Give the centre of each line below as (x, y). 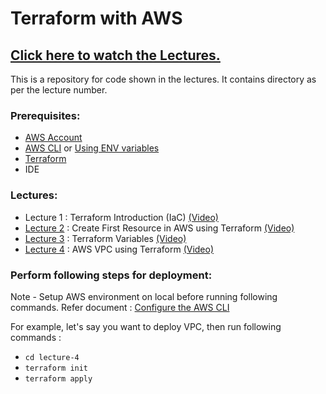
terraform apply (58, 378)
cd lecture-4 (52, 357)
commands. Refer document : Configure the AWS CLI (120, 307)
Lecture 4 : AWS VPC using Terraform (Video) (119, 249)
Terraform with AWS (96, 18)
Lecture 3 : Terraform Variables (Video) (105, 238)
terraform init (56, 368)
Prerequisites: (45, 115)
